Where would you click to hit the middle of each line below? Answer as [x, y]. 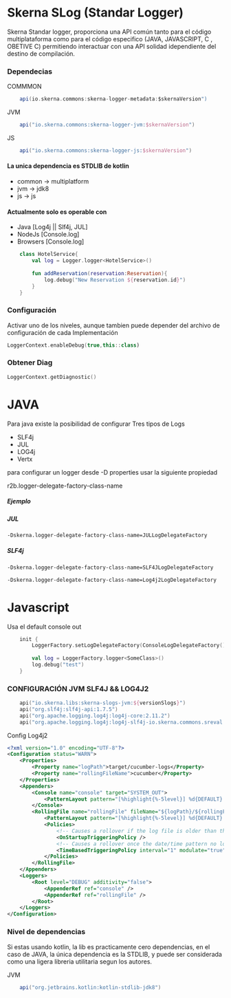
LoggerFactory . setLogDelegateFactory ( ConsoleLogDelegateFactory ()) [130, 646]
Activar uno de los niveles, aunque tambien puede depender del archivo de [113, 325]
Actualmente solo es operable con [57, 212]
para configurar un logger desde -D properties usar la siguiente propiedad [112, 472]
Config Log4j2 [27, 735]
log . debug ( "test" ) [58, 665]
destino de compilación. [41, 54]
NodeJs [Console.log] [48, 235]
